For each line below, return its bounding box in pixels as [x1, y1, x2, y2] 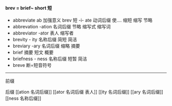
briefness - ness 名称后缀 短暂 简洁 [12, 56, 88, 62]
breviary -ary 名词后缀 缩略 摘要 [12, 43, 80, 49]
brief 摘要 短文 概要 [12, 49, 54, 56]
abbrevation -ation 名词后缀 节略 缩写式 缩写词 [12, 24, 111, 30]
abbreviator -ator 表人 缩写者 [12, 30, 74, 36]
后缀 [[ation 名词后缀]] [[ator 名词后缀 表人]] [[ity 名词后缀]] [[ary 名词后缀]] [5, 89, 163, 95]
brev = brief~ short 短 [5, 5, 52, 11]
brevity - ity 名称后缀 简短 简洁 [12, 37, 77, 43]
